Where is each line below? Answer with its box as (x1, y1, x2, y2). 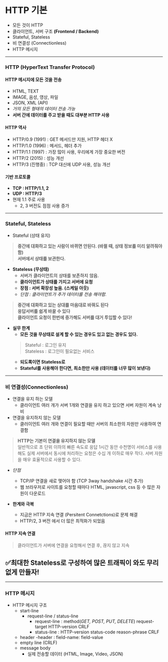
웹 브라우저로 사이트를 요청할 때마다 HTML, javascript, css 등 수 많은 (19, 484, 155, 490)
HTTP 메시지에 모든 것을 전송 (5, 77, 62, 83)
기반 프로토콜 (5, 174, 31, 180)
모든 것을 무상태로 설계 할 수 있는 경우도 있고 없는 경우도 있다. (19, 331, 138, 337)
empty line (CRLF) (19, 639, 57, 646)
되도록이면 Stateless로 (19, 359, 65, 365)
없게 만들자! (5, 568, 39, 576)
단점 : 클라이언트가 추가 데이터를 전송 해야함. (19, 291, 106, 297)
